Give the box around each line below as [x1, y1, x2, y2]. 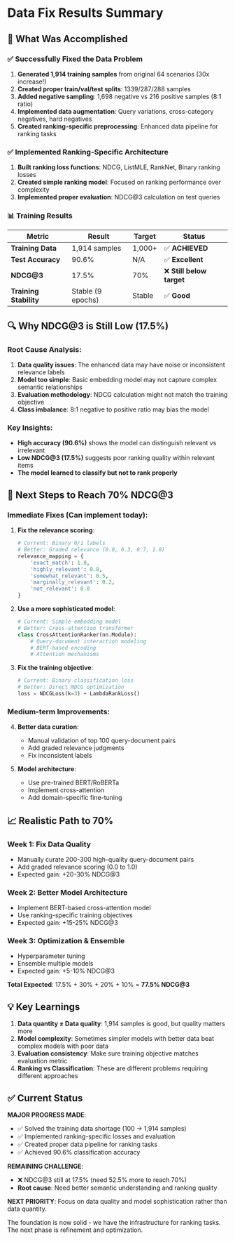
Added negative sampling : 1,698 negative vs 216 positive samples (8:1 [17, 92, 222, 100]
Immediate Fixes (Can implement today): [7, 510, 148, 520]
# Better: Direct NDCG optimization [17, 683, 124, 691]
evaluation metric [17, 1057, 68, 1065]
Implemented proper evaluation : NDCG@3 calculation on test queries [17, 193, 220, 202]
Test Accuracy [10, 255, 61, 265]
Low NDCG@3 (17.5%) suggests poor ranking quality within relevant [17, 454, 215, 462]
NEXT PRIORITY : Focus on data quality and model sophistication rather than [7, 1197, 227, 1206]
